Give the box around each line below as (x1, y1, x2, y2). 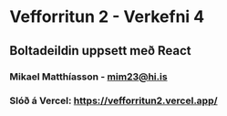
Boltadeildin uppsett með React (9, 43, 191, 58)
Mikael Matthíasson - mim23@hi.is (9, 70, 168, 83)
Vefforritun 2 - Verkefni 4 (9, 6, 205, 27)
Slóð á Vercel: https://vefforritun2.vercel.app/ (9, 94, 218, 107)
